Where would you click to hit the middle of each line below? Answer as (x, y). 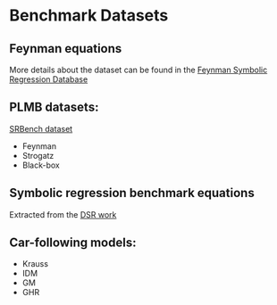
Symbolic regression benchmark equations (132, 193)
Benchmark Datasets (89, 16)
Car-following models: (73, 243)
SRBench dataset (41, 128)
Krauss (35, 264)
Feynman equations (66, 49)
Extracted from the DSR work (63, 214)
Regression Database (49, 79)
